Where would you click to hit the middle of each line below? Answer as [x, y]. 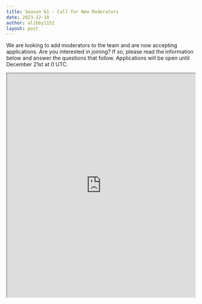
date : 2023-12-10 [28, 17]
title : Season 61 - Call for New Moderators [62, 12]
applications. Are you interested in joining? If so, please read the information [100, 52]
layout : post [22, 28]
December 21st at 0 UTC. [37, 65]
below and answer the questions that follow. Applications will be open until [98, 58]
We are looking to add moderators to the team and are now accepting [92, 45]
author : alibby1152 [30, 23]
